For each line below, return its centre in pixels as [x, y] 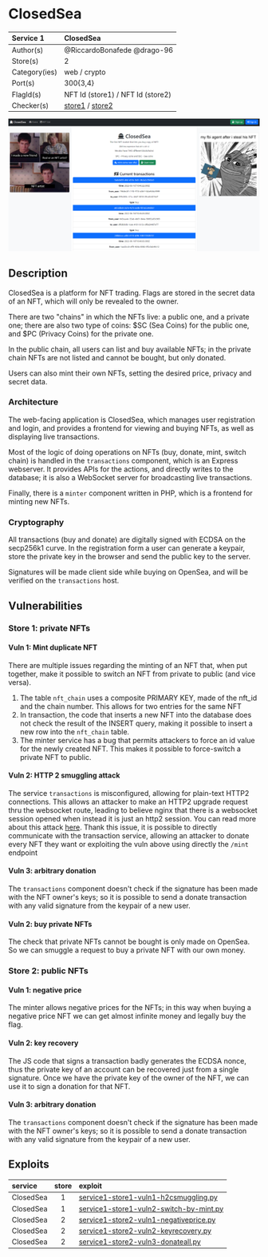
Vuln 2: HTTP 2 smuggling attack [64, 775]
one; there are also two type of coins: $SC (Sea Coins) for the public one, [129, 325]
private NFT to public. [55, 757]
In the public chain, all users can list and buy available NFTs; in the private [130, 349]
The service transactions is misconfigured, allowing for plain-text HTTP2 [129, 793]
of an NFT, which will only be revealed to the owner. [94, 301]
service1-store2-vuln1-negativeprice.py [147, 1219]
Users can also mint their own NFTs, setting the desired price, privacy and [130, 373]
